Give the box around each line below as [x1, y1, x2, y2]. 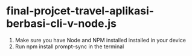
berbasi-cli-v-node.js [6, 17, 117, 30]
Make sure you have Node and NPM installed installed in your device [14, 36, 186, 43]
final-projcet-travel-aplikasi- [6, 4, 155, 18]
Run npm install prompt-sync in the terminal [14, 43, 124, 50]
